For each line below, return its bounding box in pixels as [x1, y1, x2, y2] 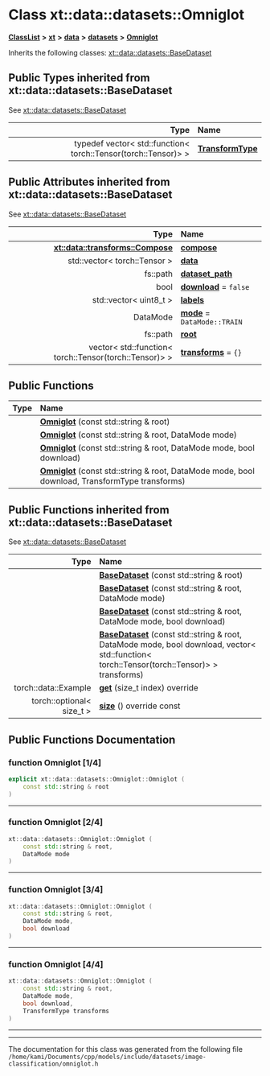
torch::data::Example [14, 682, 92, 694]
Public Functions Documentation [8, 732, 176, 746]
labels [180, 294, 205, 305]
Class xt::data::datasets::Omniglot [8, 6, 245, 24]
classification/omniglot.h [8, 1060, 99, 1068]
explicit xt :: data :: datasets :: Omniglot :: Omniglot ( [8, 775, 185, 783]
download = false [180, 281, 250, 292]
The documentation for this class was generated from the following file [8, 1044, 243, 1053]
